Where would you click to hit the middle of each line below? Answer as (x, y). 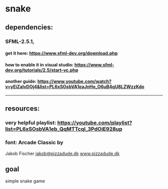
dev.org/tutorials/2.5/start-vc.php (42, 70)
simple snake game (25, 181)
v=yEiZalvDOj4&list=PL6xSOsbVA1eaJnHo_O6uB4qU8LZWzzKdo (75, 87)
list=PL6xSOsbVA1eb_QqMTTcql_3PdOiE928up (64, 129)
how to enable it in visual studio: (39, 64)
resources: (22, 109)
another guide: (21, 81)
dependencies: (29, 27)
